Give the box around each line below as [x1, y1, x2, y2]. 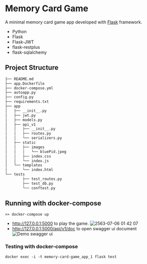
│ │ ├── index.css [5, 154, 51, 159]
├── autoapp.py [5, 90, 36, 95]
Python [12, 28, 27, 34]
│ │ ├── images [5, 145, 45, 150]
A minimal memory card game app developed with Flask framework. [5, 19, 143, 25]
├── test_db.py [22, 181, 54, 186]
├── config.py [5, 95, 34, 100]
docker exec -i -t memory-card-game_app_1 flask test [5, 254, 117, 259]
